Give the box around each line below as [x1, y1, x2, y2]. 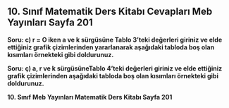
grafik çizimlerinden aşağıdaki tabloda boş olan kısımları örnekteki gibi [7, 71, 218, 80]
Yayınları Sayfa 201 [7, 17, 93, 29]
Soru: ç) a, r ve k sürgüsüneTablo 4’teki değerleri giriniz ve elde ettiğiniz [7, 64, 223, 73]
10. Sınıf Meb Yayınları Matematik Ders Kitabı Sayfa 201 [7, 92, 173, 101]
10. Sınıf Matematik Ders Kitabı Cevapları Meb [7, 6, 213, 18]
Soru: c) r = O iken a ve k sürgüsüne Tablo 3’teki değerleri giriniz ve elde [7, 35, 223, 44]
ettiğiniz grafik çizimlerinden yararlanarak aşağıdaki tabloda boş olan [7, 42, 215, 52]
